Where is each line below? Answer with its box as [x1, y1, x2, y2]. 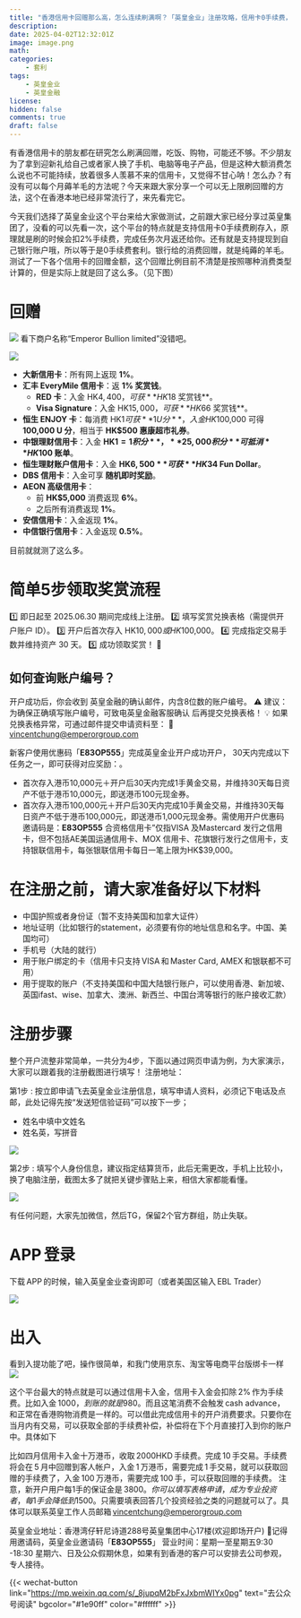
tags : [9, 72, 30, 81]
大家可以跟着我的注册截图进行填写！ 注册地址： [9, 1066, 185, 1077]
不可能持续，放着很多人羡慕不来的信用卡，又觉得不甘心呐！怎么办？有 [32, 169, 292, 180]
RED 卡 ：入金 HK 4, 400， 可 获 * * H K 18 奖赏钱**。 [35, 391, 218, 402]
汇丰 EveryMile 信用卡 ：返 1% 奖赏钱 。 [21, 380, 168, 391]
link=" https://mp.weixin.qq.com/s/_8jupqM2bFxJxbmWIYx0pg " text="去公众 [9, 1588, 291, 1598]
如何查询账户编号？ [9, 671, 116, 686]
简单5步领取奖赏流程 [9, 580, 161, 601]
